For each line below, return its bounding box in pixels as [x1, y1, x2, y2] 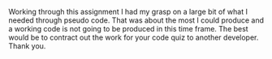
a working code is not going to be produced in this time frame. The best [8, 24, 249, 33]
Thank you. [8, 41, 46, 51]
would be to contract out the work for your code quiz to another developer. [8, 32, 259, 42]
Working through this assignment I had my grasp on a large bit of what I [8, 7, 248, 16]
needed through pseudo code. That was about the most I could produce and [8, 15, 265, 25]
